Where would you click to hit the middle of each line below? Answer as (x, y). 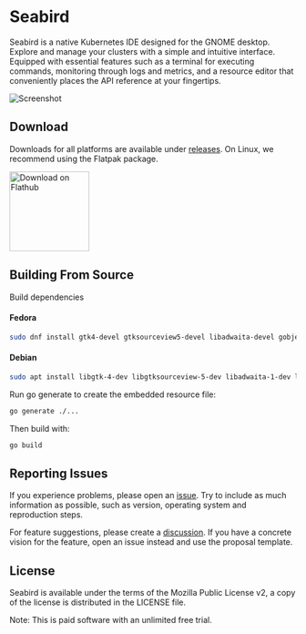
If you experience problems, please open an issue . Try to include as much (148, 496)
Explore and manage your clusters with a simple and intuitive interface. (143, 51)
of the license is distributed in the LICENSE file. (98, 602)
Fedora (23, 318)
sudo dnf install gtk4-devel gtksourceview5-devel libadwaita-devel (142, 337)
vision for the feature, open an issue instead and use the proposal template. (151, 542)
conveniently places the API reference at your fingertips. (115, 80)
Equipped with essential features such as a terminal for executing (132, 61)
